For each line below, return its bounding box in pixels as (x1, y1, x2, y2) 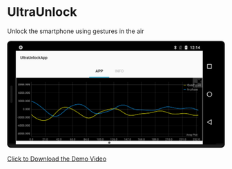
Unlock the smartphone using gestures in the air (7, 27, 144, 35)
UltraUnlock (7, 4, 77, 20)
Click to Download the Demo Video (7, 155, 107, 163)
